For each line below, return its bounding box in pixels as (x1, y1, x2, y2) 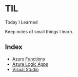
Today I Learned (5, 19, 38, 25)
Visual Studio (12, 66, 39, 72)
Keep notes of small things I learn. (5, 28, 74, 34)
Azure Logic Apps (12, 61, 49, 67)
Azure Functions (12, 56, 45, 62)
